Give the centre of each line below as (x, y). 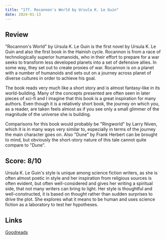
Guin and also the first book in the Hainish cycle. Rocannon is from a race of (83, 52)
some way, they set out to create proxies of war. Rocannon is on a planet (80, 68)
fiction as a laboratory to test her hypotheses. (52, 205)
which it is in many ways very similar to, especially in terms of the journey (81, 129)
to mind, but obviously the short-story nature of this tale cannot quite (76, 140)
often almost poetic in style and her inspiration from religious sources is (79, 178)
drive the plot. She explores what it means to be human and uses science (80, 199)
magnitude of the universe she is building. (48, 115)
